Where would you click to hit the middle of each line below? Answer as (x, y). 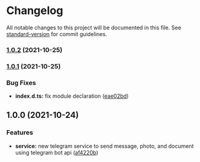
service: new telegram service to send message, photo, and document (104, 146)
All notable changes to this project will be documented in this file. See (94, 28)
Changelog (35, 11)
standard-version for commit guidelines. (57, 34)
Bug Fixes (21, 83)
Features (20, 133)
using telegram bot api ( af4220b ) (57, 152)
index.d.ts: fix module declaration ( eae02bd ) (72, 96)
